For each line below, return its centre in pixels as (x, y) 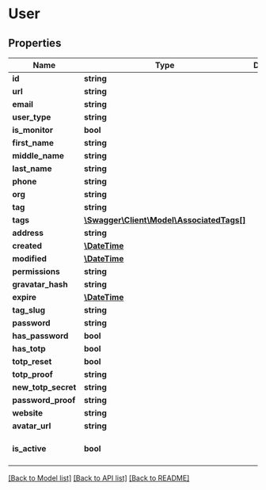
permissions (36, 272)
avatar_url (32, 426)
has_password (40, 336)
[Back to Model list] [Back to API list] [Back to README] (99, 478)
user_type (32, 117)
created (27, 246)
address (28, 233)
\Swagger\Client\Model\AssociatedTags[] (165, 220)
